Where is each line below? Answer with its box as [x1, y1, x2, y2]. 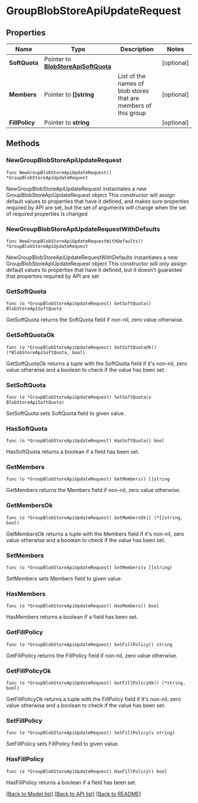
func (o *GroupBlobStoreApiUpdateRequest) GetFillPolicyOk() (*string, [6, 680, 186, 686]
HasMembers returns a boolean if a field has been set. [6, 614, 138, 621]
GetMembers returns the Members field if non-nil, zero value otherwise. [6, 487, 181, 494]
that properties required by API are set [6, 273, 99, 280]
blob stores [117, 87, 149, 95]
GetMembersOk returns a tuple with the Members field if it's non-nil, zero [6, 530, 184, 537]
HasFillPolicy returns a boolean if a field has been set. [6, 779, 137, 786]
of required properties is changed [6, 210, 88, 217]
